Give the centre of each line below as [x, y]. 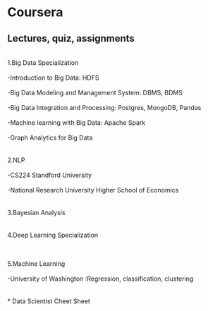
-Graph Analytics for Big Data [50, 138]
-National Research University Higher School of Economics [93, 190]
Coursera [35, 12]
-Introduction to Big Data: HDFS [53, 78]
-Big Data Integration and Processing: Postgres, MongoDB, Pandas [104, 108]
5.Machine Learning [36, 264]
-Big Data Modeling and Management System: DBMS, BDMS [95, 93]
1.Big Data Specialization [43, 63]
